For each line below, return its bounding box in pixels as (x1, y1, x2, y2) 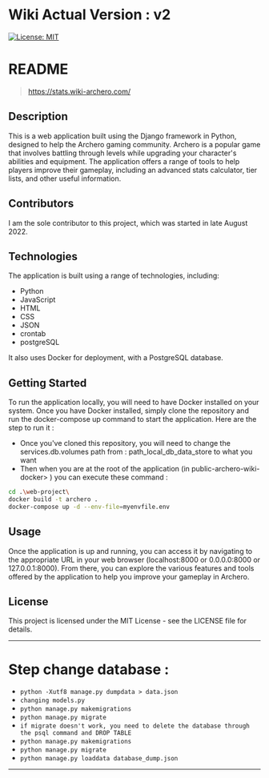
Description (8, 110, 68, 123)
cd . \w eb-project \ (8, 488, 70, 496)
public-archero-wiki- (191, 464, 260, 474)
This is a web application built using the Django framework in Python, (8, 130, 237, 141)
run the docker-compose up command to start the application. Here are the (8, 415, 257, 424)
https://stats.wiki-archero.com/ (27, 86, 130, 96)
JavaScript (19, 295, 56, 305)
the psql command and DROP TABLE (19, 729, 132, 737)
